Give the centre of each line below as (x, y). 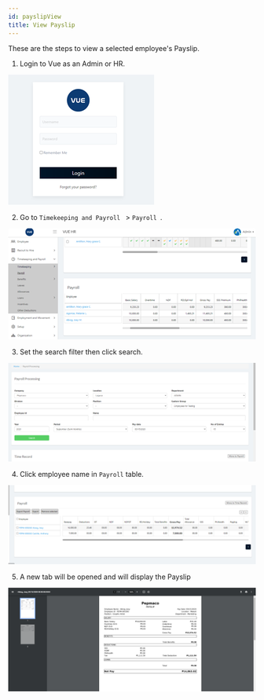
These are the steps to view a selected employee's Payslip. (104, 48)
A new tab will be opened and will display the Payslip (105, 577)
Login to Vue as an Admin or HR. (72, 64)
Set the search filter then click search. (81, 352)
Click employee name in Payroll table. (81, 474)
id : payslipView (35, 16)
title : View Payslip (42, 25)
